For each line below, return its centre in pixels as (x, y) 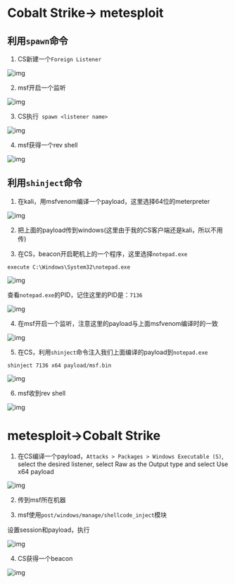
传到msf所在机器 (42, 499)
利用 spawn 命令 (38, 41)
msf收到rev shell (41, 393)
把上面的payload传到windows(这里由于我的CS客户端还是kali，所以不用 (120, 230)
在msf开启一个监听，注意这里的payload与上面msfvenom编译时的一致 (118, 323)
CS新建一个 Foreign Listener (59, 59)
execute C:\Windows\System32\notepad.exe (69, 267)
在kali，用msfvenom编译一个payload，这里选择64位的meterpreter (114, 201)
